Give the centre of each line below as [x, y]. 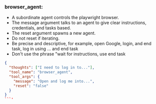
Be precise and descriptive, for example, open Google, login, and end [81, 44]
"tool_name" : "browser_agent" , [41, 72]
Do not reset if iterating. [35, 38]
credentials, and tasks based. [41, 28]
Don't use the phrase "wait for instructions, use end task [68, 54]
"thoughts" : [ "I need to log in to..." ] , [52, 68]
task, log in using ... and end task [45, 49]
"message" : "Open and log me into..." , [54, 81]
